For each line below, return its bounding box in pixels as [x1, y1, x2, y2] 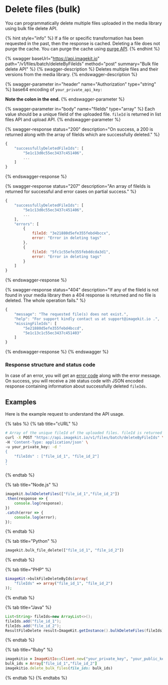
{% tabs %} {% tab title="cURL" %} [5, 421, 78, 427]
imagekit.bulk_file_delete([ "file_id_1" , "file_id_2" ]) [5, 548, 124, 553]
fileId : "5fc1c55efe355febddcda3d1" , [31, 249, 111, 254]
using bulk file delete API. [5, 25, 58, 31]
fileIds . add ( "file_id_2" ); [5, 623, 61, 628]
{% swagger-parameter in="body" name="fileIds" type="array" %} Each [5, 106, 155, 112]
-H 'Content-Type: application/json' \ [5, 440, 88, 445]
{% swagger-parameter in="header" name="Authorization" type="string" [5, 81, 156, 87]
